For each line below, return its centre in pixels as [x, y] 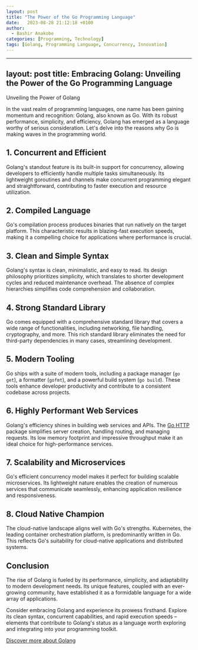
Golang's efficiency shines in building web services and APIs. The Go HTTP [98, 425]
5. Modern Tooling [40, 359]
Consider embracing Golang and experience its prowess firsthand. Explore [97, 610]
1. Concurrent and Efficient [56, 153]
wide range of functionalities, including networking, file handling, [85, 328]
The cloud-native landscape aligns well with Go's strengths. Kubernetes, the [99, 528]
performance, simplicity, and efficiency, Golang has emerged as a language [98, 121]
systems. [17, 547]
